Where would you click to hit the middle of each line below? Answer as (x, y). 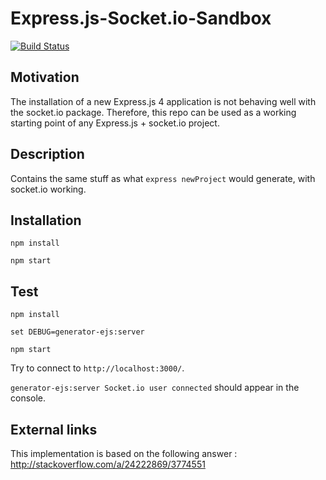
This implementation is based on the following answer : (124, 453)
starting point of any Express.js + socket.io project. (115, 123)
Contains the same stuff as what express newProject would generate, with (163, 178)
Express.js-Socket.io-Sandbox (141, 18)
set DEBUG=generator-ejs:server (77, 332)
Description (47, 154)
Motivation (45, 77)
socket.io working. (48, 189)
